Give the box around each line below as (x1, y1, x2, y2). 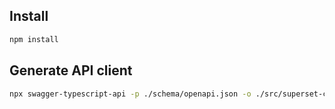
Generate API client (9, 62, 133, 79)
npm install (9, 34, 59, 44)
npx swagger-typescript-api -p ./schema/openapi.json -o (9, 89, 252, 99)
